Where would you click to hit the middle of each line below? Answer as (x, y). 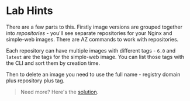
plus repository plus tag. (35, 81)
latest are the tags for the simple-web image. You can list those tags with (95, 57)
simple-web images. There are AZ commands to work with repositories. (92, 39)
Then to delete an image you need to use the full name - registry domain (93, 74)
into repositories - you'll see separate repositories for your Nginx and (89, 33)
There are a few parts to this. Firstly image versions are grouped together (94, 27)
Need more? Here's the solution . (59, 92)
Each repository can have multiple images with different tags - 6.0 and (91, 50)
